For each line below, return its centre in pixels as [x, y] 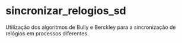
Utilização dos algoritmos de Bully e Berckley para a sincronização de [91, 27]
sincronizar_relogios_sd [66, 11]
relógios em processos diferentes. [47, 33]
